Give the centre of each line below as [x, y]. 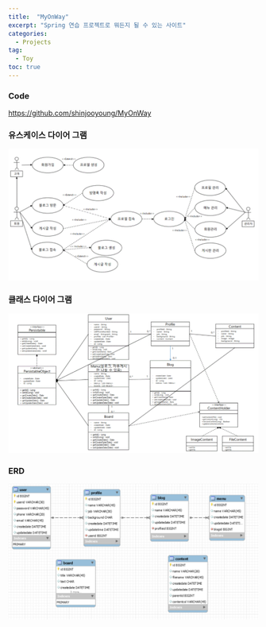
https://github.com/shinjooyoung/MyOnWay [80, 113]
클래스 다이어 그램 [40, 300]
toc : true [25, 68]
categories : [28, 33]
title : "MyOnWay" [39, 17]
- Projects [33, 42]
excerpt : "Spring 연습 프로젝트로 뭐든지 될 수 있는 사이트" [97, 25]
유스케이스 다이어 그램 [48, 135]
